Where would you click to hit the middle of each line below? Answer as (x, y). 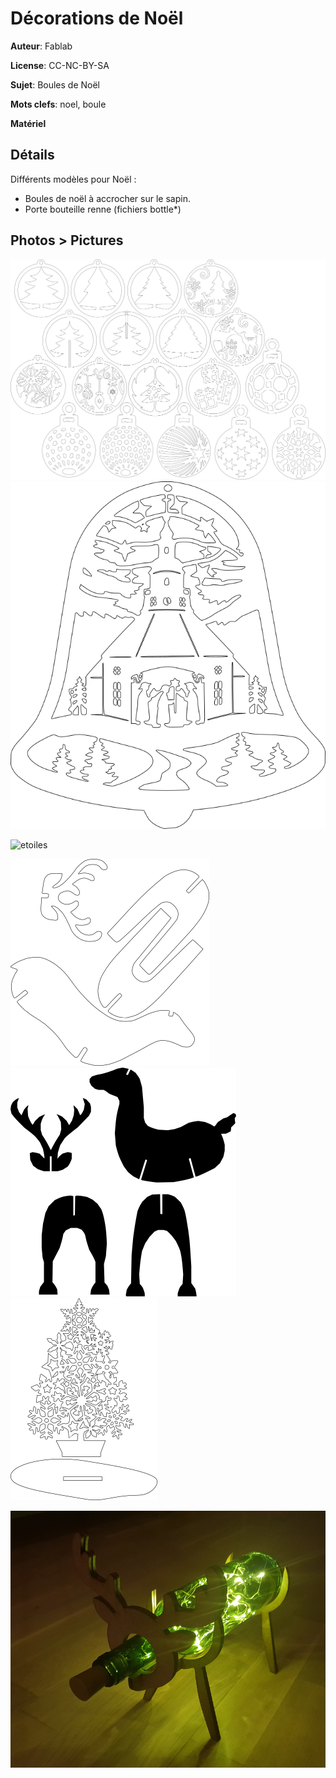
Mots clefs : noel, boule (58, 104)
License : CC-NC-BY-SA (60, 65)
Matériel (28, 123)
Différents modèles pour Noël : (73, 179)
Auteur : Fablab (41, 46)
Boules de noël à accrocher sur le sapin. (107, 198)
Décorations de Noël (97, 18)
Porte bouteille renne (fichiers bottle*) (103, 209)
